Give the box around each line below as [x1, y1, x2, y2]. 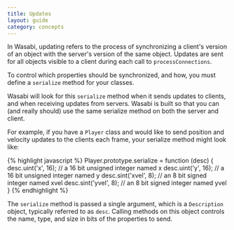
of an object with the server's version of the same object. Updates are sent [7, 50, 224, 58]
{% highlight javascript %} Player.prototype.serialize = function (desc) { [7, 156, 214, 165]
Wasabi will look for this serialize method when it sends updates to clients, [7, 92, 226, 100]
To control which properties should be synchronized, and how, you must [7, 71, 216, 79]
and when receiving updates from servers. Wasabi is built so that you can [7, 100, 219, 108]
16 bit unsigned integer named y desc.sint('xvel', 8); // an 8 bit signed [7, 171, 207, 180]
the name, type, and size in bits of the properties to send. [7, 215, 173, 223]
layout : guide [7, 17, 49, 24]
